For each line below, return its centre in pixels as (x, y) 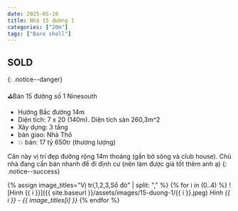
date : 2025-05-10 (33, 14)
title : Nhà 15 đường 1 (41, 21)
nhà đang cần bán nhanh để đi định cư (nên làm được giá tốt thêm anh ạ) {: (117, 164)
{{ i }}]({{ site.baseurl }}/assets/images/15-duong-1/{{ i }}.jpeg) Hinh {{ (128, 193)
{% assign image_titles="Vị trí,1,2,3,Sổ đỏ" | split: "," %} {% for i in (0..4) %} (118, 186)
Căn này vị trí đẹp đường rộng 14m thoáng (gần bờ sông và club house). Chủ (119, 156)
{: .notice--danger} (35, 79)
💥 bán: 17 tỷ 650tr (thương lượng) (66, 142)
